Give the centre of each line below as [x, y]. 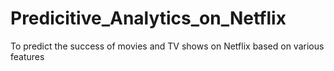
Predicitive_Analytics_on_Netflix [148, 18]
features [27, 56]
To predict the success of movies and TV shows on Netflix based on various [167, 46]
